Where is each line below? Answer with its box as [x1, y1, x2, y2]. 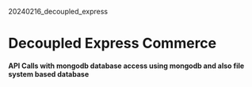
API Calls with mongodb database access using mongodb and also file [8, 61, 245, 70]
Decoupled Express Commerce [8, 35, 217, 52]
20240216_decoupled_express [8, 7, 109, 16]
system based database [8, 69, 90, 78]
